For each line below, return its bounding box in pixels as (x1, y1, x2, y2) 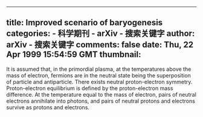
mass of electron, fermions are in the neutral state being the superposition (6, 71, 192, 79)
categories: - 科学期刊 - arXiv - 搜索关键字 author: (6, 28, 195, 39)
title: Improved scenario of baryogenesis (6, 17, 163, 28)
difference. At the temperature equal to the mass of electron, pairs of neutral (6, 91, 196, 98)
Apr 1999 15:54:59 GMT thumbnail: (6, 49, 141, 60)
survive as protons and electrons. (6, 103, 89, 111)
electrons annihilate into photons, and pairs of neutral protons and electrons (6, 97, 195, 104)
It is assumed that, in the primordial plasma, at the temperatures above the (6, 65, 192, 73)
